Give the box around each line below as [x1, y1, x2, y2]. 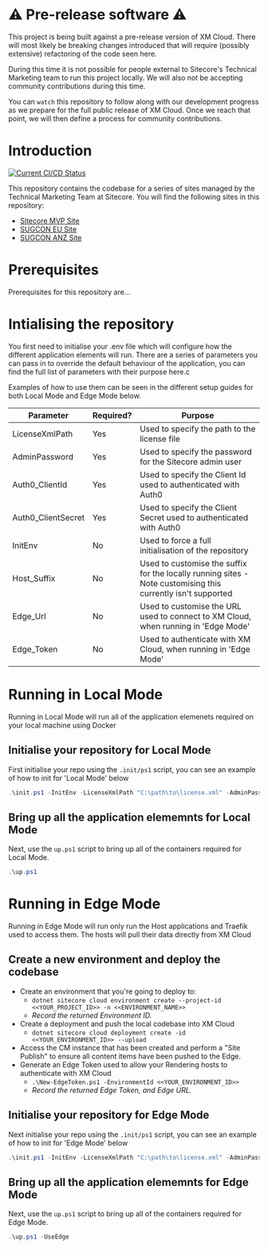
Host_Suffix [12, 573, 56, 584]
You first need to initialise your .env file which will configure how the [8, 341, 233, 351]
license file [139, 433, 181, 444]
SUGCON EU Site [19, 224, 77, 234]
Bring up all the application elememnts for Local [8, 810, 251, 824]
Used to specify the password [139, 446, 253, 457]
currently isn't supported [139, 588, 233, 599]
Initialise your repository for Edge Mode [8, 1109, 210, 1122]
